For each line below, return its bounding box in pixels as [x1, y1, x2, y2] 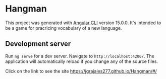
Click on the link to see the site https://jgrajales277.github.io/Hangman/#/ [5, 68, 157, 74]
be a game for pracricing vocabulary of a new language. [5, 25, 122, 31]
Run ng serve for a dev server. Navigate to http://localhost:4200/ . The [5, 53, 155, 59]
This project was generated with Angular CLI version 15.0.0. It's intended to [5, 20, 161, 26]
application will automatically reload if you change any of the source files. [5, 58, 158, 64]
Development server [5, 40, 71, 48]
